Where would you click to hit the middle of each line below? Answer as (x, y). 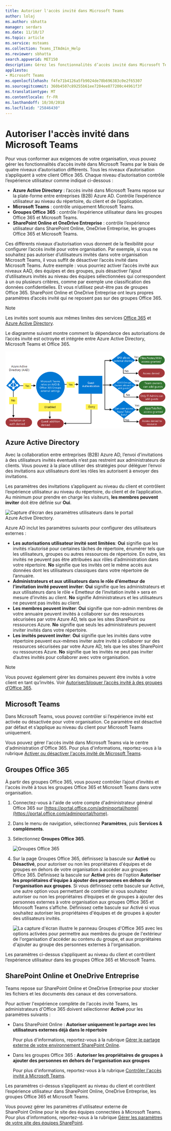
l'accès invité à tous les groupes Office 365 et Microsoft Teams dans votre (83, 787)
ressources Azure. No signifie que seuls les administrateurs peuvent (84, 625)
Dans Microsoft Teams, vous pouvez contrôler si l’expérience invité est (79, 716)
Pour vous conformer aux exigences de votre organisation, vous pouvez (81, 159)
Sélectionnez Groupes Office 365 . (49, 839)
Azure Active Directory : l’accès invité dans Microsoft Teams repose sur (89, 190)
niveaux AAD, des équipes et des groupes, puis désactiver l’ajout (73, 271)
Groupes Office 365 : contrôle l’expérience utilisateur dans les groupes (87, 212)
